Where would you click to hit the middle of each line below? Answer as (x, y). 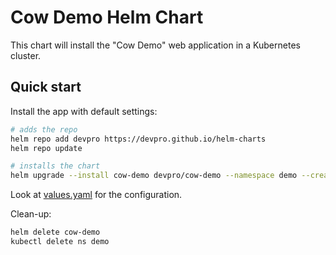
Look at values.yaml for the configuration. (96, 195)
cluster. (26, 55)
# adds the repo (44, 129)
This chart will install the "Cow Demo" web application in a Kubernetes (155, 45)
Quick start (46, 87)
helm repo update (46, 148)
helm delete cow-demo (55, 232)
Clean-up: (31, 214)
